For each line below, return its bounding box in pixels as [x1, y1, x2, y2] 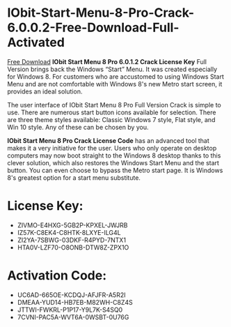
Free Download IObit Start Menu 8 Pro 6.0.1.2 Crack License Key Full [7, 57, 207, 66]
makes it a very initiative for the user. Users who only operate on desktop [7, 144, 217, 152]
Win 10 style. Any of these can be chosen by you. [7, 123, 149, 131]
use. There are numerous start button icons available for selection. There [7, 108, 216, 116]
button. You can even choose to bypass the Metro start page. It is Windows [7, 166, 223, 174]
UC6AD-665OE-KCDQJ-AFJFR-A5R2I [17, 291, 126, 299]
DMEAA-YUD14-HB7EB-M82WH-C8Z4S [17, 298, 134, 306]
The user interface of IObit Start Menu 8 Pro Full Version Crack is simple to [7, 100, 221, 109]
